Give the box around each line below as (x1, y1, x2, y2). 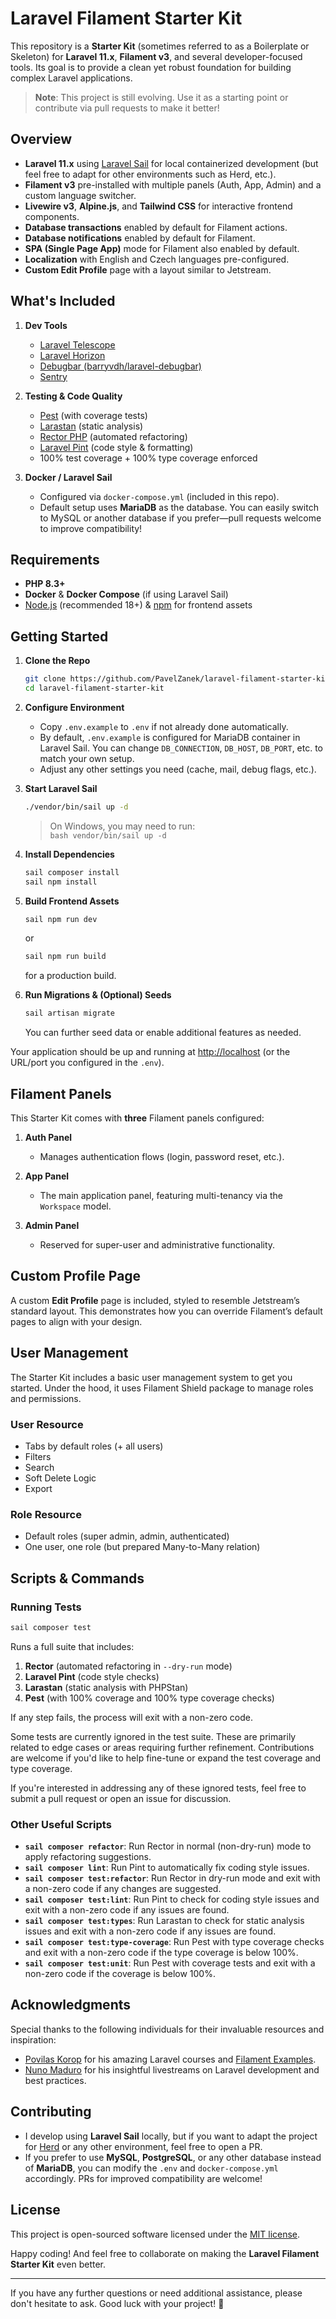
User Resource (10, 1417, 84, 1431)
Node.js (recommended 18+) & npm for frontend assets (24, 599, 253, 611)
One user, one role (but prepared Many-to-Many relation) (24, 1541, 261, 1553)
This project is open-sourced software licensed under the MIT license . (10, 2228, 301, 2240)
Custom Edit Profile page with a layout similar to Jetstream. (24, 263, 272, 276)
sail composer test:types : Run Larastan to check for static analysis (24, 1915, 305, 1927)
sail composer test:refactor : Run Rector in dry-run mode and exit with (24, 1872, 321, 1884)
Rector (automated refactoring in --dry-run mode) (24, 1660, 233, 1672)
